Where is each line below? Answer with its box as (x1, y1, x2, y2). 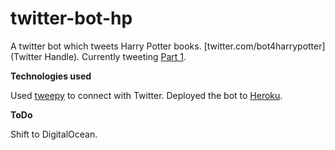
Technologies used (10, 70, 92, 82)
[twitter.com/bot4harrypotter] (203, 40, 326, 52)
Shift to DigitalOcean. (10, 128, 98, 140)
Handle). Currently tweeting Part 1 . (44, 50, 187, 62)
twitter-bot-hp (10, 7, 133, 30)
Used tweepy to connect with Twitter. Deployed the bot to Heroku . (10, 89, 283, 101)
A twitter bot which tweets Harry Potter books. (10, 40, 202, 52)
